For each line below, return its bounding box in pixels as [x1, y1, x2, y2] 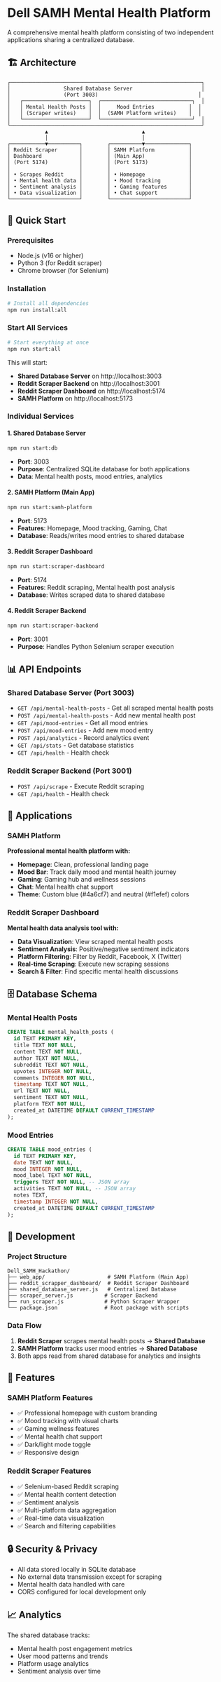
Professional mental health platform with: [7, 847, 131, 855]
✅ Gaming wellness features [17, 1425, 100, 1433]
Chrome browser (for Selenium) [17, 267, 109, 275]
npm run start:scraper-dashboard [7, 563, 105, 570]
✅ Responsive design [17, 1448, 80, 1457]
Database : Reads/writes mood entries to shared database [17, 531, 185, 539]
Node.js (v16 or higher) [17, 251, 84, 260]
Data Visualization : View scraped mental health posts [17, 937, 173, 946]
